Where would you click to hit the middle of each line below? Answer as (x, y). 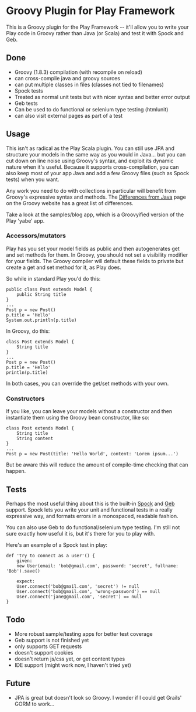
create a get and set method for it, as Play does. (64, 267)
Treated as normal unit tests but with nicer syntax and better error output (102, 97)
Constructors (25, 398)
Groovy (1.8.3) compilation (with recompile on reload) (78, 72)
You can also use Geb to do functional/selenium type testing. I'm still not (93, 527)
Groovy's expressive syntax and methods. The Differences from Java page (96, 197)
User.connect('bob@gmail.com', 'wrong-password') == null (88, 591)
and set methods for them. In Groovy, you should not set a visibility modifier (97, 255)
